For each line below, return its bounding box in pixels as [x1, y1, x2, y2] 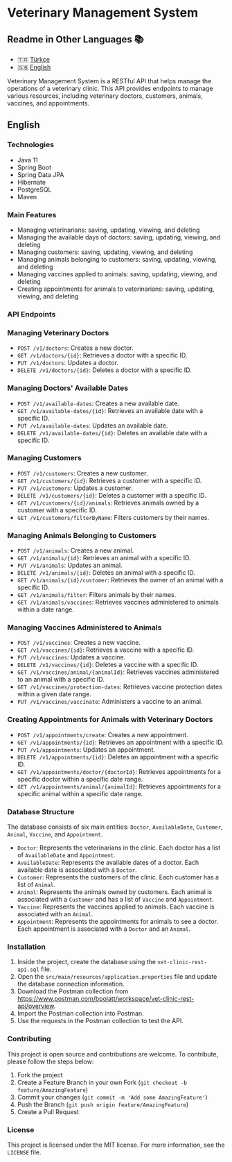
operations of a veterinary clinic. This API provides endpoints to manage [7, 85, 213, 92]
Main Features [7, 210, 57, 219]
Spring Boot [17, 163, 52, 171]
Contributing [7, 1034, 51, 1044]
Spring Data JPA [17, 170, 64, 178]
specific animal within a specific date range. [17, 789, 143, 798]
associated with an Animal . [17, 909, 93, 918]
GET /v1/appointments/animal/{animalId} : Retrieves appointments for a [17, 782, 222, 791]
